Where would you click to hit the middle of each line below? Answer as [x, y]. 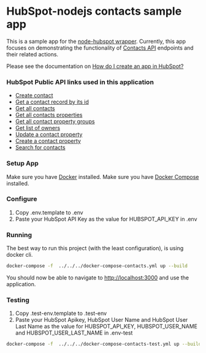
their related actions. [32, 54]
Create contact [34, 96]
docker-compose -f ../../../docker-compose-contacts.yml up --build [97, 266]
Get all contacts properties [49, 115]
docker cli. [20, 255]
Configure [22, 199]
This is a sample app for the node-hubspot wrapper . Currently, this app [96, 41]
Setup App [22, 164]
